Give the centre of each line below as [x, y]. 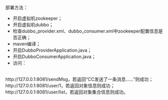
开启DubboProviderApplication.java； [52, 50]
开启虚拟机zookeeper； [37, 18]
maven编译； [27, 44]
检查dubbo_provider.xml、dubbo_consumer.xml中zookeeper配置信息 [86, 31]
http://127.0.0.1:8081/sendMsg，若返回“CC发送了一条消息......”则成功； [79, 79]
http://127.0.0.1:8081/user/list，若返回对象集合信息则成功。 [67, 92]
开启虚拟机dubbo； [33, 25]
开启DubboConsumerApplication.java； [54, 57]
